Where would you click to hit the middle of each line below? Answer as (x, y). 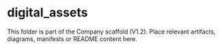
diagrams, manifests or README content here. (72, 38)
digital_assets (47, 13)
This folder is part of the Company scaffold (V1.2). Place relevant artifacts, (112, 32)
